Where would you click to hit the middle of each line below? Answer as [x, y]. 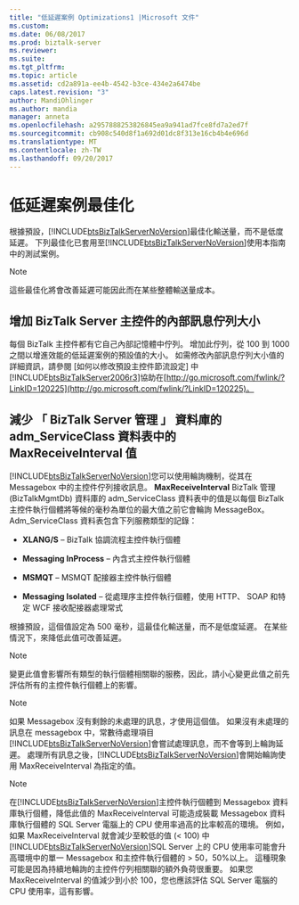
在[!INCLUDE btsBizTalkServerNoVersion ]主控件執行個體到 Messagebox [140, 802]
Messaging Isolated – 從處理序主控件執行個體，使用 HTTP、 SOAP [145, 596]
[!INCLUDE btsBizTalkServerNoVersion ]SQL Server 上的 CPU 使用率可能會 [144, 847]
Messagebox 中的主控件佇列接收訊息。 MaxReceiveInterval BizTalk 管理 [142, 488]
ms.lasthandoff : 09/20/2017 [61, 158]
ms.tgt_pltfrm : [37, 68]
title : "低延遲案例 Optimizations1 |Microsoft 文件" [104, 17]
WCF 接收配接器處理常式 [77, 608]
